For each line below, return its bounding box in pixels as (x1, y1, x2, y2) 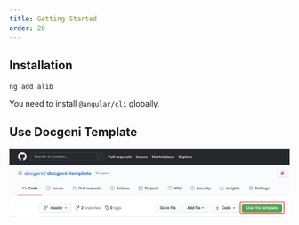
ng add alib (9, 83, 53, 92)
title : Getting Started (9, 14, 98, 23)
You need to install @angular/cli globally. (9, 99, 160, 109)
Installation (9, 58, 73, 73)
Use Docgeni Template (9, 125, 138, 140)
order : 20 (9, 23, 46, 33)
